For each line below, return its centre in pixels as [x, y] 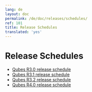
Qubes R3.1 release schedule [41, 74]
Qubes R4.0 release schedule [41, 85]
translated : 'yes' [23, 32]
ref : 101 [14, 23]
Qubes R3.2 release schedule [41, 79]
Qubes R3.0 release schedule [41, 69]
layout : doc [17, 14]
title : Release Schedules [31, 28]
